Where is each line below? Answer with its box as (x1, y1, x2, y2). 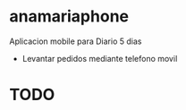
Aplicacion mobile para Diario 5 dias (9, 36, 142, 47)
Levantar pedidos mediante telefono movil (21, 53, 178, 63)
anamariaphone (9, 6, 130, 27)
